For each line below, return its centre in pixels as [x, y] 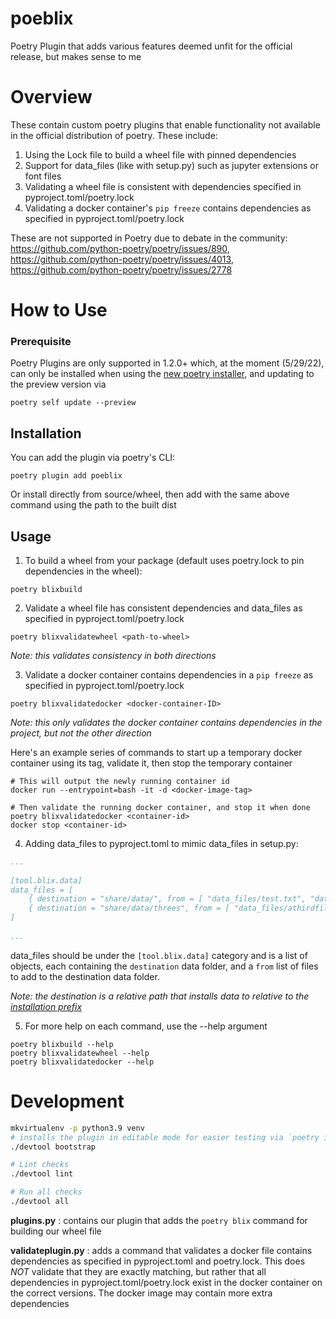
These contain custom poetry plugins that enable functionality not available [165, 124]
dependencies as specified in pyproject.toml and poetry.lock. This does [158, 1261]
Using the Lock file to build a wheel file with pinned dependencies [160, 154]
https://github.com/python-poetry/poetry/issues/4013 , [122, 259]
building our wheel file [56, 1231]
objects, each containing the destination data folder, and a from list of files [164, 966]
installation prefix [46, 1006]
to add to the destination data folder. [85, 976]
